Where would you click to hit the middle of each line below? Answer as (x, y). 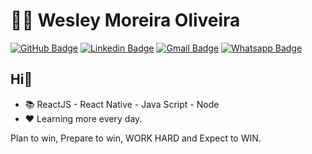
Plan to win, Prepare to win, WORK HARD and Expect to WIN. (136, 138)
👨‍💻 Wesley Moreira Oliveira (125, 20)
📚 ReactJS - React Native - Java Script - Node (122, 104)
